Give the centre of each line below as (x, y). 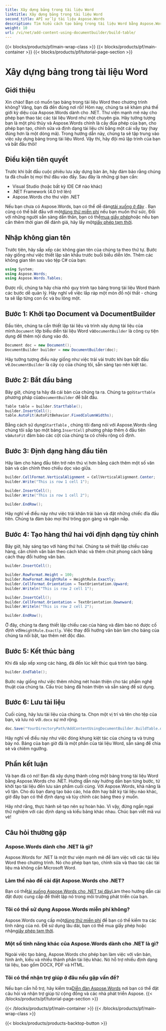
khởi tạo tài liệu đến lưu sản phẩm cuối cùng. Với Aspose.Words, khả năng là (83, 786)
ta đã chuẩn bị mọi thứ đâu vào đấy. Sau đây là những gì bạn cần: (72, 176)
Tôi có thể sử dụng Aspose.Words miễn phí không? (67, 909)
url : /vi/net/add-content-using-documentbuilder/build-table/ (70, 33)
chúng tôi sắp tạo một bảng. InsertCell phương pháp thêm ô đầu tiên (75, 430)
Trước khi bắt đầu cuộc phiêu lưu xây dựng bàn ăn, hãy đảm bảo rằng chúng (83, 172)
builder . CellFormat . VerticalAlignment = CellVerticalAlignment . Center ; (80, 477)
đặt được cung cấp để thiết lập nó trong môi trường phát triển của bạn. (77, 897)
